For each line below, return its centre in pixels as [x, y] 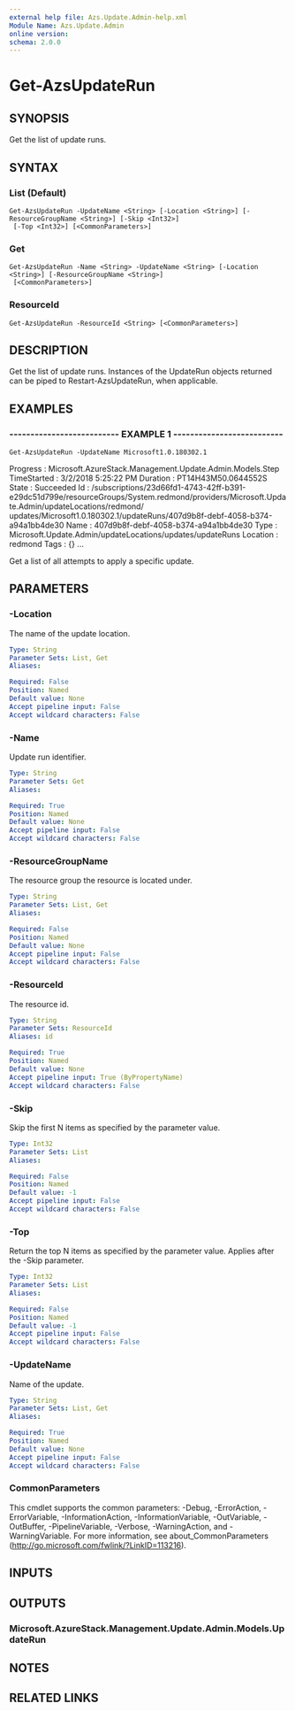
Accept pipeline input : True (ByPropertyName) [96, 1077]
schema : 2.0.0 [35, 42]
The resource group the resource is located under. [101, 881]
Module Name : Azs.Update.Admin [67, 26]
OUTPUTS [38, 1603]
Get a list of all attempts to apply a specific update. [102, 561]
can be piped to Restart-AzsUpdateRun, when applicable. [113, 381]
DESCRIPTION [49, 350]
